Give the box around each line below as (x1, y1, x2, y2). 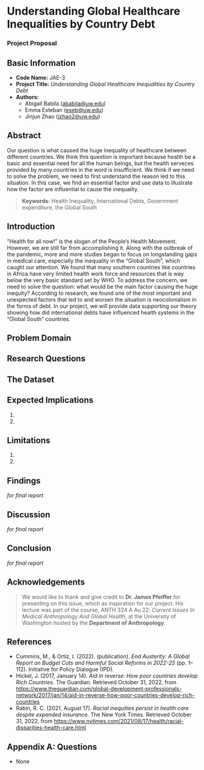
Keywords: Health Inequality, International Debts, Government (21, 197, 178, 205)
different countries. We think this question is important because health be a (7, 153, 196, 160)
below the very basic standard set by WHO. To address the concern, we (7, 276, 188, 284)
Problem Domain (7, 333, 72, 343)
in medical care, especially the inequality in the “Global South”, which (7, 257, 180, 264)
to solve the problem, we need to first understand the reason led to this (7, 172, 185, 180)
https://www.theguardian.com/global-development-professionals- (15, 685, 182, 693)
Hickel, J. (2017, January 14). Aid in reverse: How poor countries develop (15, 672, 198, 680)
